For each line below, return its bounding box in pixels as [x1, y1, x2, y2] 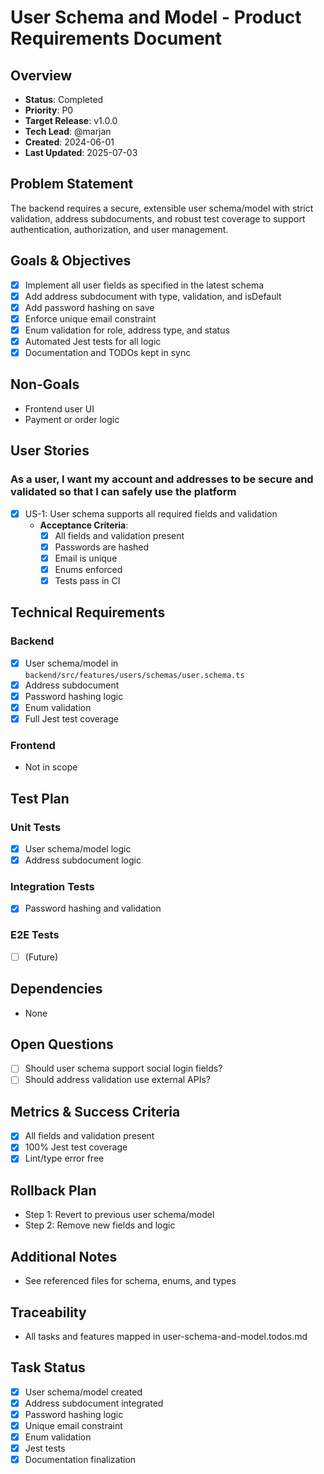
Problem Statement [10, 176, 134, 193]
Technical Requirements [10, 604, 166, 621]
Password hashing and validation [24, 902, 162, 915]
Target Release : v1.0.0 [24, 115, 118, 126]
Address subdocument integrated [24, 1397, 164, 1409]
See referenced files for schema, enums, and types [24, 1275, 237, 1287]
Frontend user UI [24, 402, 95, 415]
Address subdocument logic [24, 854, 142, 866]
